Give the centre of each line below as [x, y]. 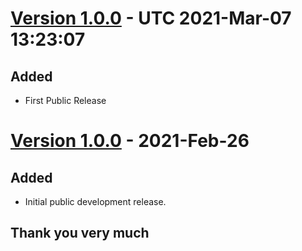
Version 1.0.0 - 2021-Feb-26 [130, 141]
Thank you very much [80, 233]
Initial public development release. [95, 201]
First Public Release [65, 100]
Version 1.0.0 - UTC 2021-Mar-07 [151, 18]
